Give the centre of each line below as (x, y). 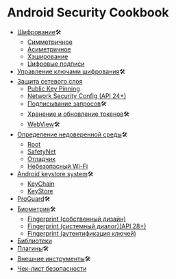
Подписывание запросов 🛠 (67, 104)
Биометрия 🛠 (36, 209)
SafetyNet (41, 151)
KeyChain (41, 184)
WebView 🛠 (43, 124)
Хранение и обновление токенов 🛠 (78, 114)
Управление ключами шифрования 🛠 (71, 71)
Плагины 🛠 (33, 248)
